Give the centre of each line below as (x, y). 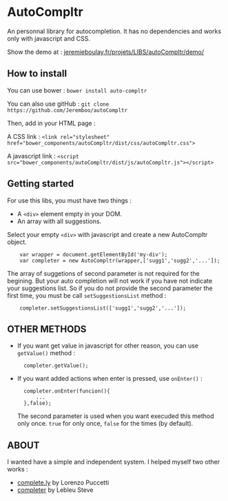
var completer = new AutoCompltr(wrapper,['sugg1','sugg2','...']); (120, 261)
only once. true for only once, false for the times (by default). (105, 424)
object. (17, 242)
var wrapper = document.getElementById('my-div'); (94, 254)
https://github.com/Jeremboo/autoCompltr (68, 110)
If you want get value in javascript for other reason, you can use (107, 346)
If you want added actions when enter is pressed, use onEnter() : (110, 379)
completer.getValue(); (56, 366)
